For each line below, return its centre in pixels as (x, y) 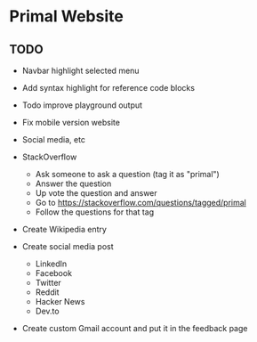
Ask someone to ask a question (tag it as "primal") (127, 174)
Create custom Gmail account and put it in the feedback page (135, 328)
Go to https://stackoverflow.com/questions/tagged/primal (141, 203)
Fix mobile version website (71, 122)
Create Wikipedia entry (64, 229)
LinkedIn (51, 264)
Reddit (47, 292)
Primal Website (67, 16)
